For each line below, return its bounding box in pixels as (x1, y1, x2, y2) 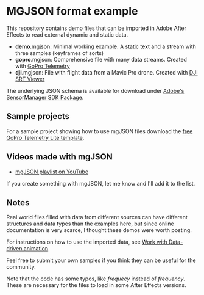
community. (6, 263, 36, 271)
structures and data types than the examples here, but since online (6, 220, 175, 227)
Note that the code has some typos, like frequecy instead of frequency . (6, 275, 186, 282)
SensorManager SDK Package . (6, 93, 84, 101)
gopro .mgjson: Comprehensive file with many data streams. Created (15, 56, 188, 63)
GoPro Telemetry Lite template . (6, 134, 85, 141)
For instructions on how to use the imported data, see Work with (6, 238, 167, 246)
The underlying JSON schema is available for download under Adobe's (6, 87, 185, 94)
